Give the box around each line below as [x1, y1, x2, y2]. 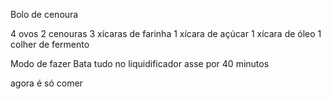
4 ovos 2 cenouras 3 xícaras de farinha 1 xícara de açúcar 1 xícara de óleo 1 [10, 28, 322, 39]
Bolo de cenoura [10, 9, 79, 20]
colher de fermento [10, 39, 90, 50]
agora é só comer [10, 77, 83, 89]
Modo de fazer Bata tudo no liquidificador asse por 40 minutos [10, 58, 270, 69]
